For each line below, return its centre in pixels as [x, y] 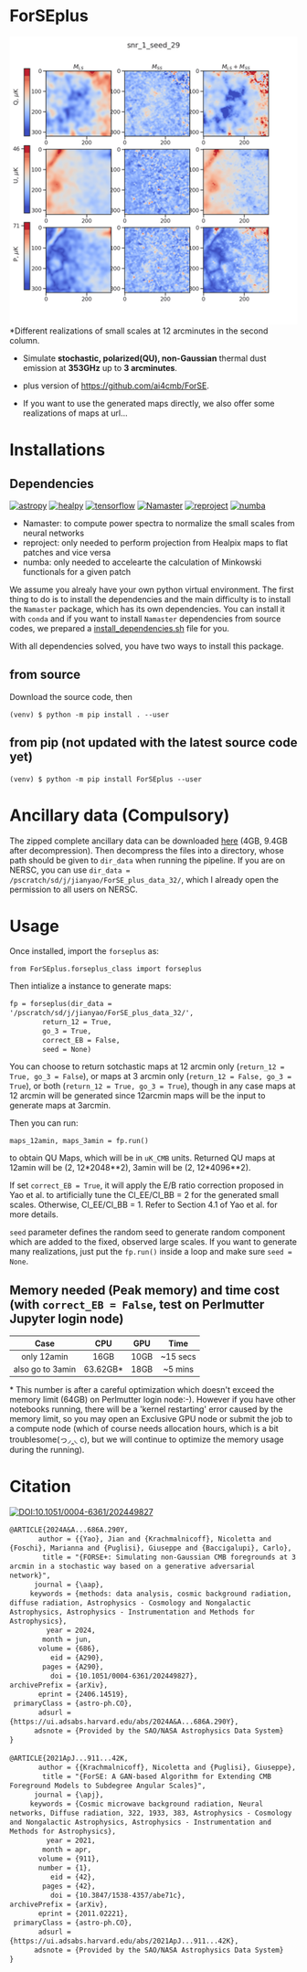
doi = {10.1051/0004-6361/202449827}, [124, 1676]
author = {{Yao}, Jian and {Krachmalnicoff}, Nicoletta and [155, 1539]
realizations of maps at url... [75, 413]
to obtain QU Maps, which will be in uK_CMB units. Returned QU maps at [143, 1158]
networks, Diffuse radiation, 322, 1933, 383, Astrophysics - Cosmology [151, 1813]
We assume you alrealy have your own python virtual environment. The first [152, 589]
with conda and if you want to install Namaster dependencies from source [145, 619]
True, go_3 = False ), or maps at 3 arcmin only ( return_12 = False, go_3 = [151, 1076]
